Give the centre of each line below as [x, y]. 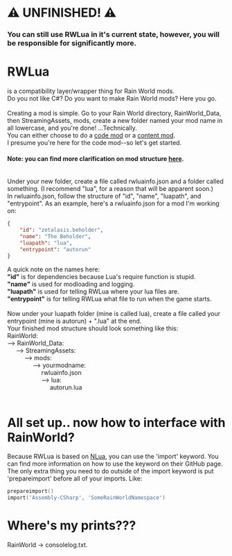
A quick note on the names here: [54, 269]
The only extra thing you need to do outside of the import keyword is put [110, 471]
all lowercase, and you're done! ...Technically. [72, 128]
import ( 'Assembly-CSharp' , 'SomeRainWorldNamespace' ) [87, 498]
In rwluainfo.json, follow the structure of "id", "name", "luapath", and [104, 196]
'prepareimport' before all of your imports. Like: [75, 479]
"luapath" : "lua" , [46, 243]
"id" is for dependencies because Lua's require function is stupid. [101, 276]
